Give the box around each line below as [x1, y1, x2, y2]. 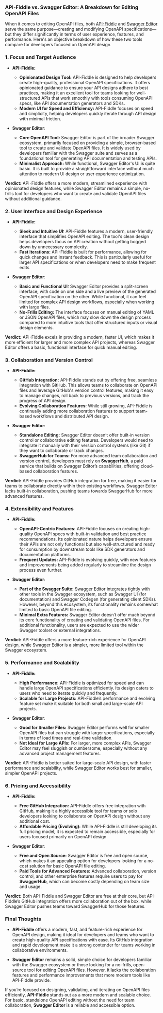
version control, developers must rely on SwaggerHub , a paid [19, 458, 143, 464]
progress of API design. [19, 398, 67, 404]
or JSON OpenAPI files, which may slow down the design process [19, 314, 151, 320]
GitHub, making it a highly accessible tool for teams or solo [19, 808, 137, 814]
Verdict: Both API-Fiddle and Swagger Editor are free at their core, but [5, 893, 146, 899]
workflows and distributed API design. [33, 413, 109, 419]
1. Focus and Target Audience [5, 54, 76, 61]
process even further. [19, 567, 63, 573]
